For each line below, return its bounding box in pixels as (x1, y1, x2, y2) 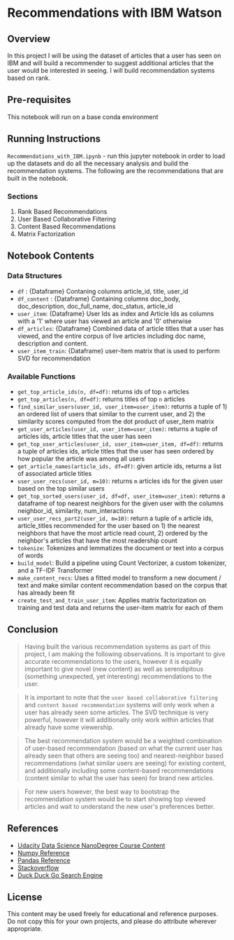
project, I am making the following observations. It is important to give (24, 650, 226, 658)
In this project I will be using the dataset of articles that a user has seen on (7, 51, 221, 60)
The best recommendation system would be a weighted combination (24, 736, 222, 744)
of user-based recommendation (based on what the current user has (24, 744, 223, 752)
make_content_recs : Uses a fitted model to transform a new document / (17, 573, 221, 582)
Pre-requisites (7, 94, 71, 106)
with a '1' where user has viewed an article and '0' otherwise (17, 317, 192, 325)
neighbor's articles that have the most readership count (17, 536, 178, 545)
